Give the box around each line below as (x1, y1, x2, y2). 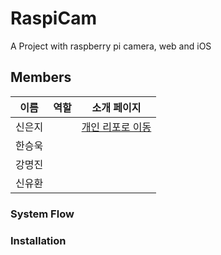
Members (10, 69, 72, 86)
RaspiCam (10, 7, 97, 30)
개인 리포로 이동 (81, 120, 152, 134)
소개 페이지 (91, 100, 142, 114)
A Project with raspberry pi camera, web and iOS (10, 40, 212, 52)
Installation (10, 233, 67, 247)
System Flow (10, 207, 75, 221)
